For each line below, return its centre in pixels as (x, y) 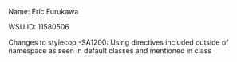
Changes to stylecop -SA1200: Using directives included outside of (118, 42)
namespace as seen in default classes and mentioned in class (110, 50)
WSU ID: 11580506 (39, 27)
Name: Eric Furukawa (43, 12)
